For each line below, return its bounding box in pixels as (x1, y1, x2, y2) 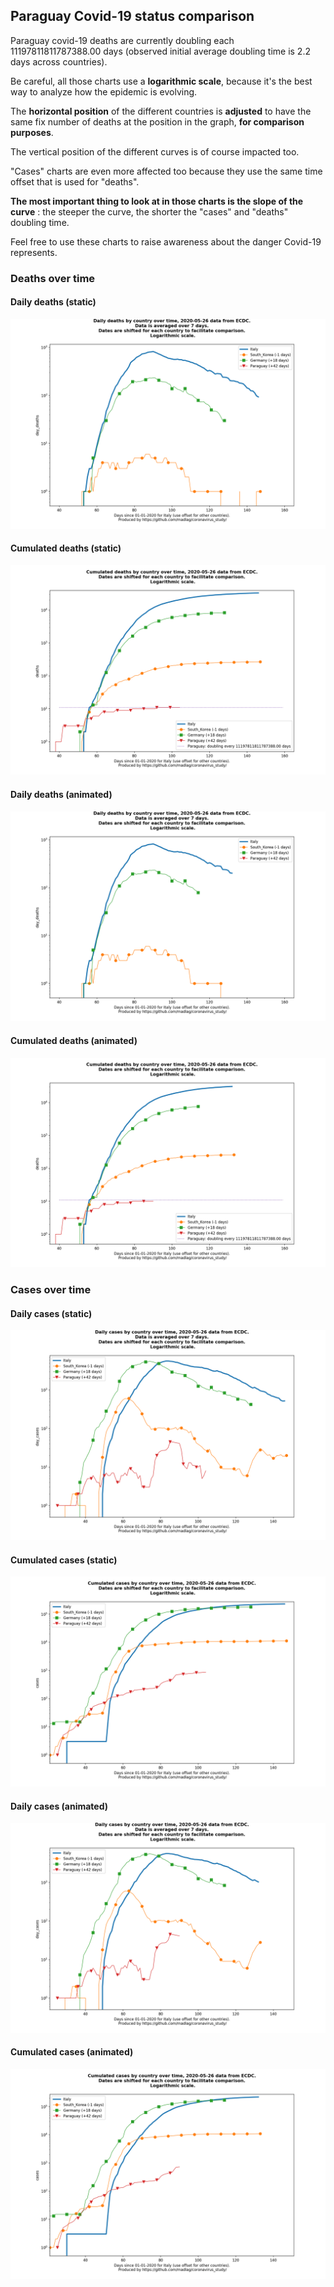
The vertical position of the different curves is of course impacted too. (10, 145, 300, 158)
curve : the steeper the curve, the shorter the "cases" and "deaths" (10, 205, 289, 218)
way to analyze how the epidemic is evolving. (10, 85, 198, 98)
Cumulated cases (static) (10, 1554, 118, 1566)
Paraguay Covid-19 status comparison (10, 8, 255, 25)
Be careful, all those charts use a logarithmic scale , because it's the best (10, 75, 313, 87)
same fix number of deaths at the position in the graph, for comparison (10, 115, 305, 128)
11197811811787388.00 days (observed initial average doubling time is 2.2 (10, 45, 311, 57)
